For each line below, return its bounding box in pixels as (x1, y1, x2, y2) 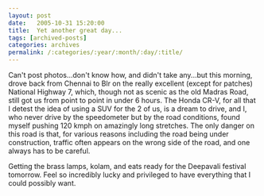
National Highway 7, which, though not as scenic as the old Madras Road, (8, 87, 249, 96)
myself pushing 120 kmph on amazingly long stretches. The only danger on (8, 121, 254, 130)
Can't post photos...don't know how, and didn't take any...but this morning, (8, 71, 253, 79)
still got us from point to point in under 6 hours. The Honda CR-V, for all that (8, 96, 256, 105)
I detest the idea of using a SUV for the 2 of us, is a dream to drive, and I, (8, 104, 247, 113)
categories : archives (8, 41, 80, 49)
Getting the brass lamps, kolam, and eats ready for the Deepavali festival (8, 162, 247, 171)
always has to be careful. (8, 146, 91, 156)
